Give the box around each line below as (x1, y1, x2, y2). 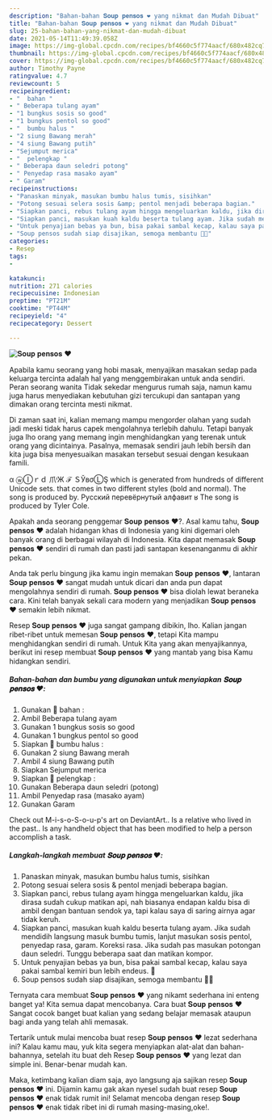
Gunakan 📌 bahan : (20, 705, 85, 714)
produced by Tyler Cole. (9, 500, 90, 510)
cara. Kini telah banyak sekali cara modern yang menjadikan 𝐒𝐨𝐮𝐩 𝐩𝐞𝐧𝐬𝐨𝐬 (9, 596, 257, 605)
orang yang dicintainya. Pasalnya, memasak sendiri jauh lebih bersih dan (9, 440, 251, 450)
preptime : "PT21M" (9, 297, 71, 305)
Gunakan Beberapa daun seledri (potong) (20, 781, 160, 792)
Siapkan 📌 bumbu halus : (20, 739, 104, 748)
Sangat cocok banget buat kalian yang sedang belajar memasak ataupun (9, 1008, 252, 1018)
